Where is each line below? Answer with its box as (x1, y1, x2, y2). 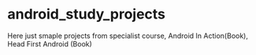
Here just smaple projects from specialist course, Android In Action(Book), (7, 31, 249, 40)
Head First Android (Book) (7, 39, 92, 48)
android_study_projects (7, 5, 166, 23)
